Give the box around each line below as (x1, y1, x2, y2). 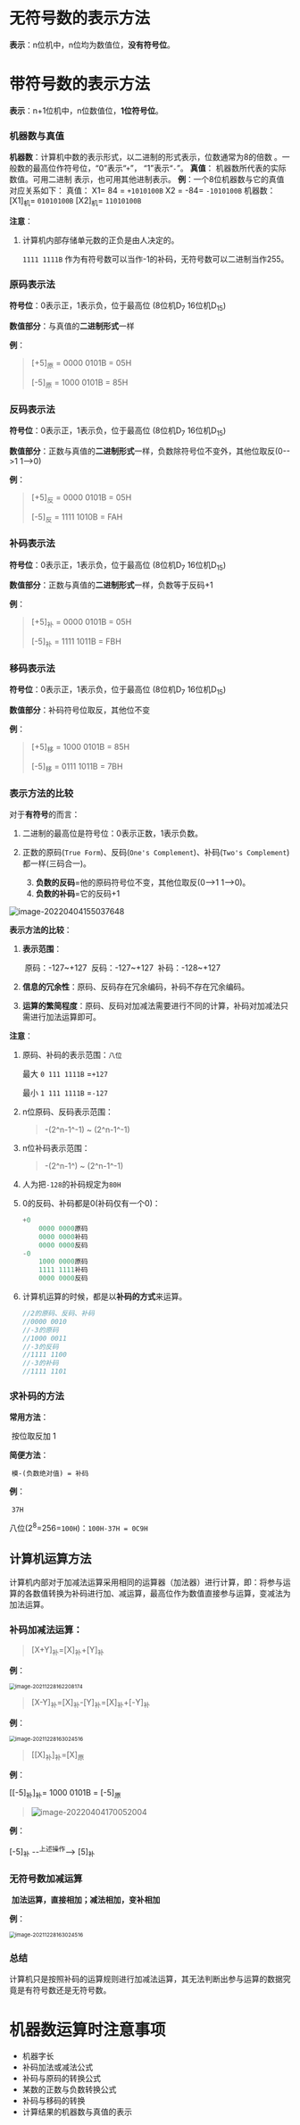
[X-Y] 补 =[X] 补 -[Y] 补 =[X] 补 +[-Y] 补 (30, 1696, 150, 1710)
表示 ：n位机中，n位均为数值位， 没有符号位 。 (9, 39, 176, 50)
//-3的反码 (21, 1342, 60, 1351)
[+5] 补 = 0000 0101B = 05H (30, 617, 132, 629)
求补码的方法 (9, 1389, 65, 1402)
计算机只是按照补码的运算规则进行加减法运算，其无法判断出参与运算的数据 (9, 1974, 283, 1985)
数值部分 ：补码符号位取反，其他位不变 (9, 704, 150, 715)
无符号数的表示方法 (9, 8, 151, 29)
